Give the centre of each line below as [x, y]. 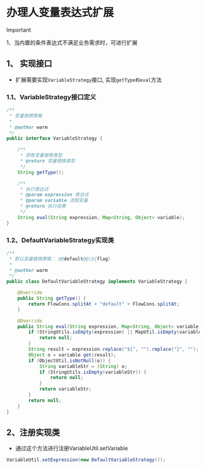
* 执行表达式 [34, 189]
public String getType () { [52, 298]
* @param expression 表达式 [54, 195]
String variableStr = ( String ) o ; [83, 366]
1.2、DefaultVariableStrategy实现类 [60, 240]
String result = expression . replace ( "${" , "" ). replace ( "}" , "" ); [114, 350]
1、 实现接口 [29, 64]
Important [19, 30]
